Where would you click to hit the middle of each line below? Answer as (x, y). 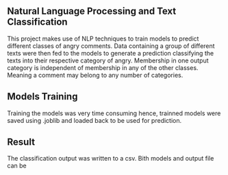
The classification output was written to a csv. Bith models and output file (111, 159)
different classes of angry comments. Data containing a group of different (111, 46)
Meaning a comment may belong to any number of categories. (95, 75)
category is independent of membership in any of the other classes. (103, 67)
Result (21, 142)
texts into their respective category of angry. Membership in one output (108, 60)
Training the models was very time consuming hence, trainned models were (114, 113)
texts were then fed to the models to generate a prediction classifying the (111, 53)
